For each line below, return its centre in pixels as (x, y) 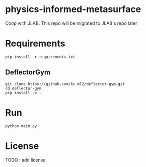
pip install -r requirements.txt (40, 57)
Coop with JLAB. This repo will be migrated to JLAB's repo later (71, 23)
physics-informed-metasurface (73, 9)
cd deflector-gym (23, 88)
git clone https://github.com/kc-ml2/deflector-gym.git (65, 84)
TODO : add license (25, 160)
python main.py (21, 126)
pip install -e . (23, 93)
